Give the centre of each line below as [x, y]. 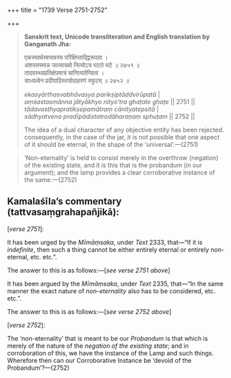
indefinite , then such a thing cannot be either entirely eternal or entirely [108, 249]
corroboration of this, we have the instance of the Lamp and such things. [111, 353]
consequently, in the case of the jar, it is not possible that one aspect [122, 137]
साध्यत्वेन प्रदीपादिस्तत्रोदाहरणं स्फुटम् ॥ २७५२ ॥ [77, 81]
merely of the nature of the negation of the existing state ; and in [98, 346]
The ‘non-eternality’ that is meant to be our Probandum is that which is [108, 338]
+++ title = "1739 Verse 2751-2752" [57, 10]
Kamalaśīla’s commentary [64, 202]
